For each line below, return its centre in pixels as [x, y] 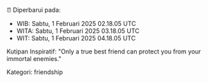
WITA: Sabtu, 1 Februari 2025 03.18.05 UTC [78, 31]
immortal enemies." [34, 59]
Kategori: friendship [35, 72]
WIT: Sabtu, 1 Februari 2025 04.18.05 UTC [76, 38]
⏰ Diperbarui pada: [34, 10]
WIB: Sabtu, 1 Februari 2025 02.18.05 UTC [76, 24]
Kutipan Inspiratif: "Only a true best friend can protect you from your [104, 51]
